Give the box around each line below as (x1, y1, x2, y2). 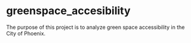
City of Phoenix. (6, 29, 46, 37)
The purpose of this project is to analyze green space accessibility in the (6, 24, 185, 31)
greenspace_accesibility (6, 4, 131, 18)
